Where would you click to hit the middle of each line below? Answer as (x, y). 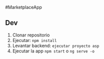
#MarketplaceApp (24, 7)
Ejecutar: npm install (34, 40)
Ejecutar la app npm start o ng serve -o (53, 51)
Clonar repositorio (31, 35)
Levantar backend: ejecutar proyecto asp (56, 45)
